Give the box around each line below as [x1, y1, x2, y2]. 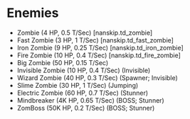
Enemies [6, 5, 59, 21]
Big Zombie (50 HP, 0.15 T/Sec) [16, 58, 109, 67]
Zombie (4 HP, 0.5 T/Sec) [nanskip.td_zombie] [16, 28, 153, 37]
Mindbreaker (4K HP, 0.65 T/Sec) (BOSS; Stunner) [16, 96, 164, 104]
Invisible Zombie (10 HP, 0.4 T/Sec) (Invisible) [16, 66, 151, 74]
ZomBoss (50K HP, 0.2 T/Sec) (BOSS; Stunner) [16, 103, 155, 112]
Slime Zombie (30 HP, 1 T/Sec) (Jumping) [16, 81, 139, 89]
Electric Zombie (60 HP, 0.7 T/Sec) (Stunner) [16, 89, 149, 97]
